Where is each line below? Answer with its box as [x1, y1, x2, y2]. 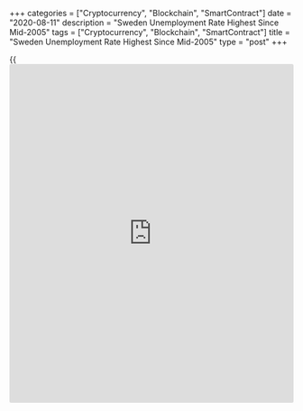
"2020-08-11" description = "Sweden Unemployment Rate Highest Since [9, 17, 280, 28]
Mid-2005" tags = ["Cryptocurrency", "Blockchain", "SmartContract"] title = [9, 27, 290, 37]
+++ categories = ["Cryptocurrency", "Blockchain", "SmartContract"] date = [9, 8, 292, 18]
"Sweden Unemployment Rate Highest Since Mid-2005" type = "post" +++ [9, 36, 288, 47]
